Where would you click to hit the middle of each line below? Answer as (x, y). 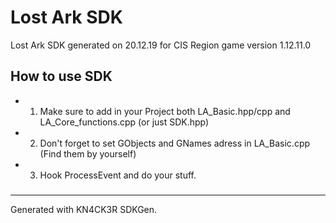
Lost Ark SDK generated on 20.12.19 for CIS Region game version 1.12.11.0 (161, 45)
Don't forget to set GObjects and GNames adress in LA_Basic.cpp (175, 143)
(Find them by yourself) (88, 153)
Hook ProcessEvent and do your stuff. (118, 175)
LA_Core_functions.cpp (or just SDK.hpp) (124, 122)
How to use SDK (61, 76)
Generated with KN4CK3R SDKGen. (84, 209)
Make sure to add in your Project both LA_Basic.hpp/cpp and (165, 111)
